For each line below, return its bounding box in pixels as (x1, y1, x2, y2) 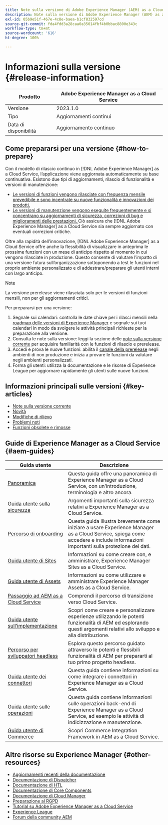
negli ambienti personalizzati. (12, 357, 73, 363)
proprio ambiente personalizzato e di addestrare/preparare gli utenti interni (5, 265, 159, 271)
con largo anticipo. (5, 270, 44, 276)
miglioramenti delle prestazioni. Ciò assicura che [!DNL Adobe (12, 218, 141, 224)
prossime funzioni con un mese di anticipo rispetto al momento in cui (5, 249, 147, 255)
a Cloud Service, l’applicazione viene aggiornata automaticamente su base (5, 171, 159, 177)
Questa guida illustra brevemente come (68, 518, 160, 525)
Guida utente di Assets (7, 578, 61, 585)
